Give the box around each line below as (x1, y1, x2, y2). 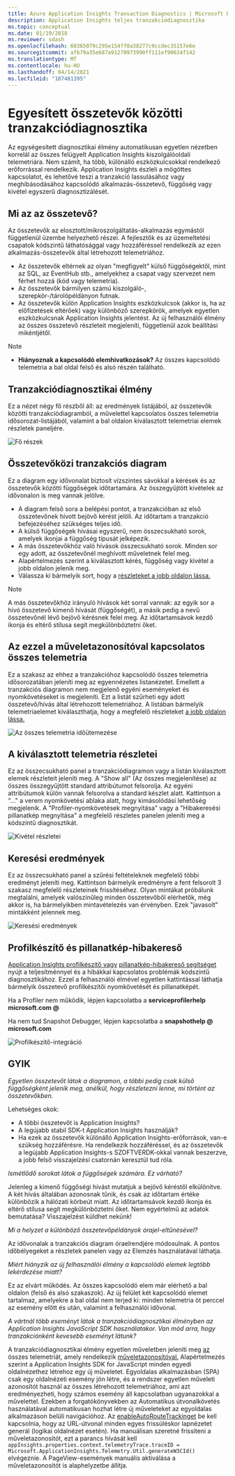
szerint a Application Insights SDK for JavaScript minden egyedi (8, 1360, 192, 1368)
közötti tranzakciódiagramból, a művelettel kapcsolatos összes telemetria (8, 409, 219, 417)
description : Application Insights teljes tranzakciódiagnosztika (8, 17, 205, 24)
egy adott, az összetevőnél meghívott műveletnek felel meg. (17, 549, 191, 557)
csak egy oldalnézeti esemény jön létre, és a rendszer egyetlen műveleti (8, 1375, 215, 1383)
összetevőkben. (8, 1091, 54, 1099)
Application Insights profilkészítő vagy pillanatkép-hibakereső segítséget (8, 961, 217, 968)
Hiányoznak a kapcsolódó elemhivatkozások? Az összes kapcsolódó (17, 356, 220, 364)
